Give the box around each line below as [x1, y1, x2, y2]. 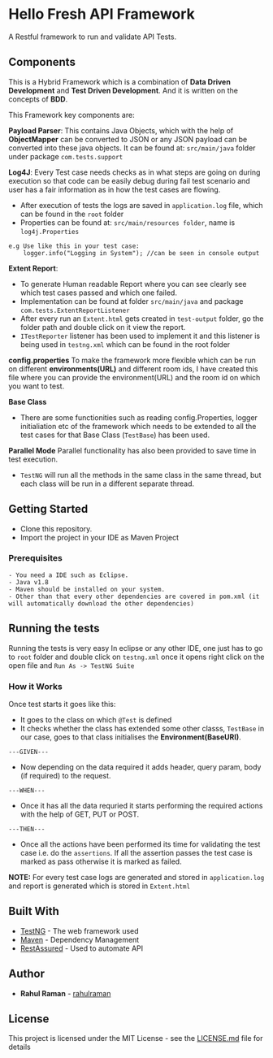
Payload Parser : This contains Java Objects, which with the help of [8, 125, 234, 135]
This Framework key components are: [8, 110, 136, 119]
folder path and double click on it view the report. [19, 322, 186, 332]
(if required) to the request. [19, 770, 111, 780]
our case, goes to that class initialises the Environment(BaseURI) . [19, 732, 241, 742]
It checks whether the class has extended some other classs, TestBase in [19, 723, 265, 733]
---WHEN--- [8, 786, 45, 795]
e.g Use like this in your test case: [8, 241, 140, 250]
